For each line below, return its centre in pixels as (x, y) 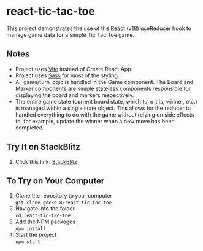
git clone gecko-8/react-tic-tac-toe (63, 203)
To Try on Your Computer (56, 181)
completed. (29, 128)
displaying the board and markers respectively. (75, 95)
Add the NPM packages (45, 222)
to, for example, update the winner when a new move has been (95, 121)
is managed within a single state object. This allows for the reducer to (103, 108)
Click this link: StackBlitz (46, 161)
